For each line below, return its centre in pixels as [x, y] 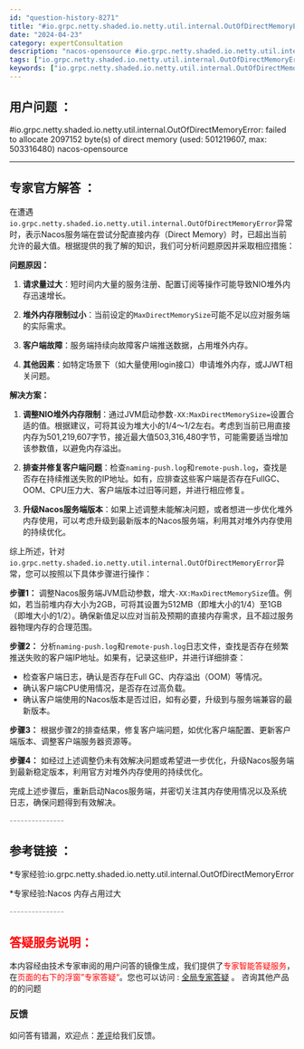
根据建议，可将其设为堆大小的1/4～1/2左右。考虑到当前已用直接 [172, 425]
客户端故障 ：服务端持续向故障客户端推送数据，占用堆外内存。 [138, 345]
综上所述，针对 [37, 551]
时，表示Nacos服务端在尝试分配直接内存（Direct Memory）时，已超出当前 [148, 234]
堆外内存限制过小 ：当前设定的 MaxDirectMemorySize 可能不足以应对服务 [152, 314]
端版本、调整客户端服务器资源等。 [73, 741]
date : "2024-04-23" [46, 34]
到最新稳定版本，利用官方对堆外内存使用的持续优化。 [109, 771]
